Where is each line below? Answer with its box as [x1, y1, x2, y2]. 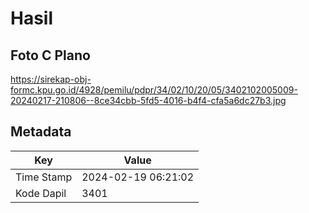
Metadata [10, 123, 72, 141]
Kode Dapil [15, 186, 67, 200]
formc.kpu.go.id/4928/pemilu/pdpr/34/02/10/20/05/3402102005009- [10, 84, 298, 96]
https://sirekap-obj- [10, 73, 92, 85]
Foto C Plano [10, 47, 91, 64]
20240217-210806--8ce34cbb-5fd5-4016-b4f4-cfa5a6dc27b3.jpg [10, 95, 287, 106]
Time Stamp [15, 170, 73, 184]
